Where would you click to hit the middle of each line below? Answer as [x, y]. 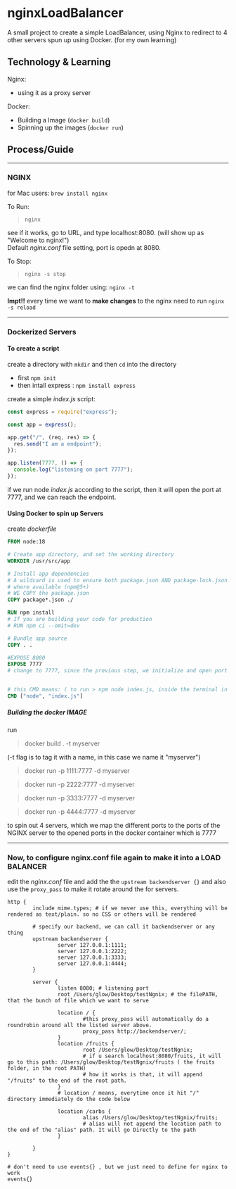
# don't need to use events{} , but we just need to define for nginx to [118, 1167]
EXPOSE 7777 [25, 664]
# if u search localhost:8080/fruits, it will [152, 1056]
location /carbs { [84, 1112]
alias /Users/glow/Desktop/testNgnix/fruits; [150, 1118]
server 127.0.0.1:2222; [92, 952]
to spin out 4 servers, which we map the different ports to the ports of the [114, 825]
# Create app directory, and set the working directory [91, 555]
